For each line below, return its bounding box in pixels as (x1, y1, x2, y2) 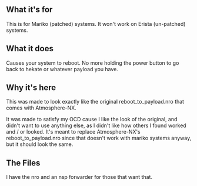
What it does (6, 44, 54, 54)
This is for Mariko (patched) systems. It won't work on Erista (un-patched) (6, 20, 186, 27)
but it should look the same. (6, 141, 74, 148)
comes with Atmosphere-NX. (6, 104, 76, 111)
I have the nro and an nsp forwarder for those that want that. (6, 174, 153, 181)
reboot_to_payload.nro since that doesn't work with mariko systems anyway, (6, 135, 192, 142)
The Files (6, 158, 41, 168)
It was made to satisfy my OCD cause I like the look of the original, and (6, 116, 178, 123)
